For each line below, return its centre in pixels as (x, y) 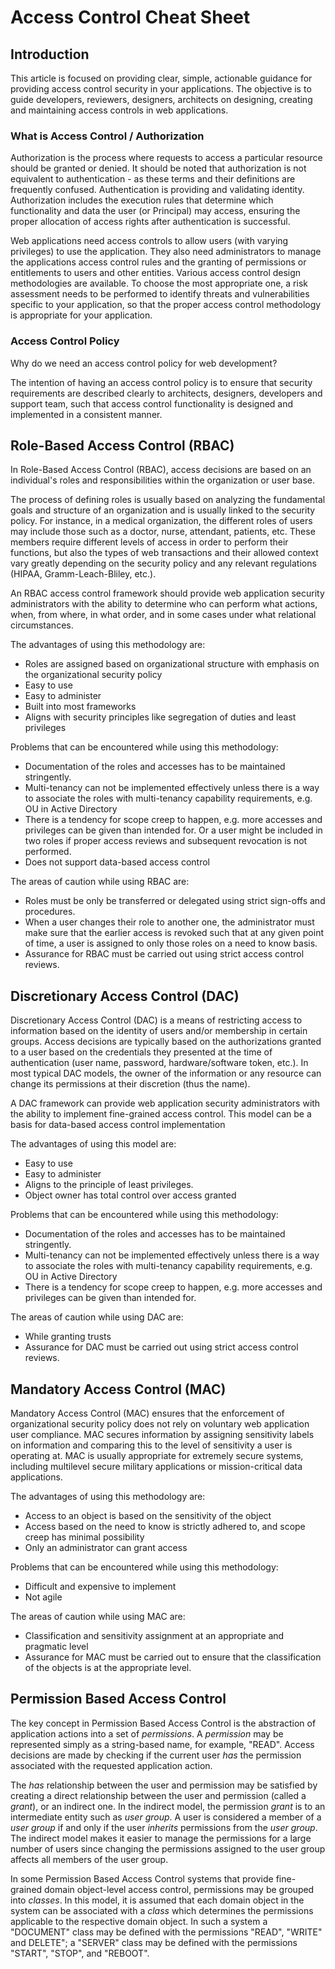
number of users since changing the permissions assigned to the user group (168, 1848)
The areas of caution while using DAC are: (97, 1317)
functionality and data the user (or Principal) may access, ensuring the (155, 211)
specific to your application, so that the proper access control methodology (166, 305)
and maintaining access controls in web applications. (119, 110)
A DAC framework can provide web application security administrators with (165, 1103)
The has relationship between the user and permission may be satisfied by (164, 1785)
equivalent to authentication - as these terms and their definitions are (153, 179)
